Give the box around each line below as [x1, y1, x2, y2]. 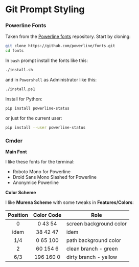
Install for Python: [5, 96, 42, 102]
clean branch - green [66, 245, 118, 252]
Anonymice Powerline [12, 179, 59, 186]
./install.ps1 [5, 87, 36, 92]
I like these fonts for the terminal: [5, 159, 75, 165]
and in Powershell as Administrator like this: [5, 77, 97, 83]
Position [8, 212, 29, 219]
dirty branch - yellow [66, 254, 118, 261]
